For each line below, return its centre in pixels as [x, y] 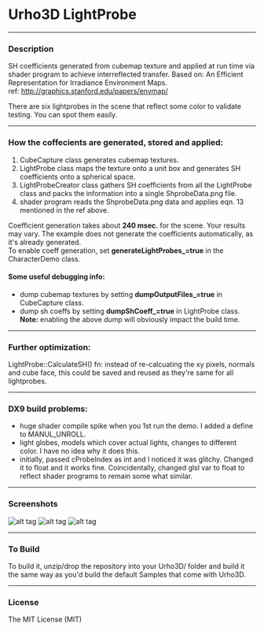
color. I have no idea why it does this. [79, 451]
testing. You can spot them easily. [63, 115]
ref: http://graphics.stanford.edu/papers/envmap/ [88, 91]
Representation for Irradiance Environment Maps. [88, 83]
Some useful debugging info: [57, 277]
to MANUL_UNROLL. [53, 434]
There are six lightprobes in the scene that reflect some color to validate [125, 106]
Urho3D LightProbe [73, 15]
